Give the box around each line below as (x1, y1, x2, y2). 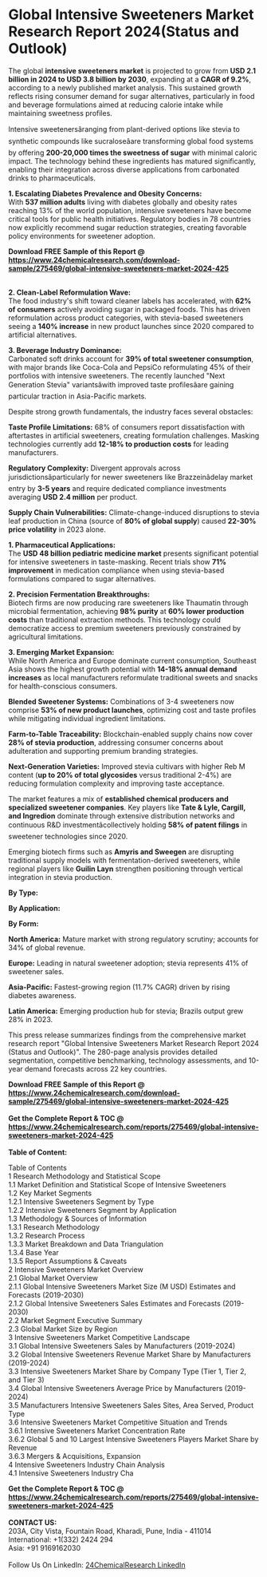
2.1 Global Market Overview (8, 1273, 98, 1282)
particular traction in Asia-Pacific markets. (8, 391, 147, 401)
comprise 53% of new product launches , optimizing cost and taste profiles (8, 705, 257, 715)
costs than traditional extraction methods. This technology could (8, 615, 221, 624)
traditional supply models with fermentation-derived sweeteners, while (8, 855, 241, 865)
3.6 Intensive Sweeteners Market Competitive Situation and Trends (8, 1417, 228, 1427)
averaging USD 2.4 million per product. (8, 492, 138, 501)
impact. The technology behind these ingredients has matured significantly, (8, 156, 257, 165)
